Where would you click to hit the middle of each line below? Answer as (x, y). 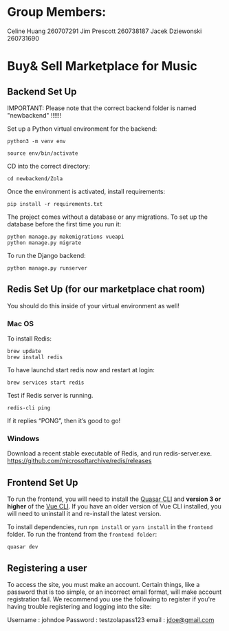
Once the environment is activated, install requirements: (86, 191)
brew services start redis (46, 383)
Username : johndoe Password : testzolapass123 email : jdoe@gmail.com (111, 619)
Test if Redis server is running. (50, 396)
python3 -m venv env (37, 141)
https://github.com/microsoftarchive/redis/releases (79, 461)
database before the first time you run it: (64, 224)
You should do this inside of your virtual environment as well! (94, 306)
